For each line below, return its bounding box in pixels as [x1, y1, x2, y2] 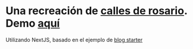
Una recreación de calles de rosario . [5, 4, 188, 18]
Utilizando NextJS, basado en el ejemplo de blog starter [5, 36, 143, 43]
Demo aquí [5, 17, 60, 30]
